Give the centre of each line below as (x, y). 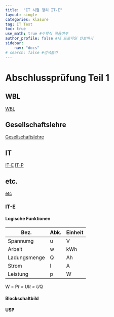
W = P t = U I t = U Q (24, 287)
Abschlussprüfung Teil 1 (58, 78)
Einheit (75, 233)
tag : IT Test (19, 24)
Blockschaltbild (22, 298)
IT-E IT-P (14, 165)
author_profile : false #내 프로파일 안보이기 (49, 39)
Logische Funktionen (28, 219)
